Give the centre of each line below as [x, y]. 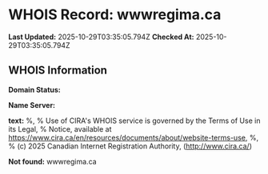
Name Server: [32, 105]
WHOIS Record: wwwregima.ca [115, 15]
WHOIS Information [58, 71]
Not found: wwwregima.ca [53, 161]
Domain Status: [35, 89]
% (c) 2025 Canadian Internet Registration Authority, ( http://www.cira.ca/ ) [130, 146]
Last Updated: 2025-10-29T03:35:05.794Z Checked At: [101, 37]
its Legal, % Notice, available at [60, 129]
